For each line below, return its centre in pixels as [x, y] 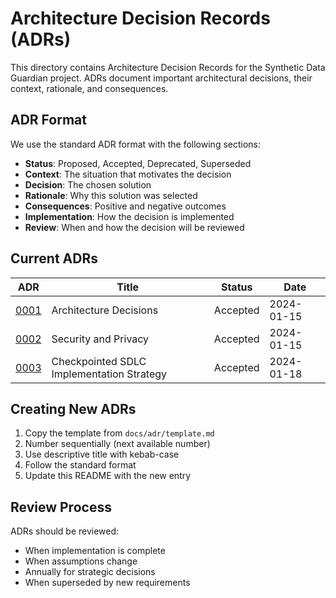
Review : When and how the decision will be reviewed [134, 227]
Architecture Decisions [105, 310]
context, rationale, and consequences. [89, 88]
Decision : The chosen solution [88, 184]
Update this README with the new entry [108, 476]
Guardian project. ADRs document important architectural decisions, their [161, 78]
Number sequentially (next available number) [117, 444]
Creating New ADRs [73, 408]
